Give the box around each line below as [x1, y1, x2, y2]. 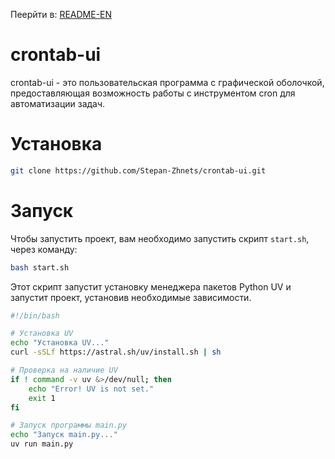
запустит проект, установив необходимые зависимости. [10, 291, 252, 303]
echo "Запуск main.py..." [10, 430, 118, 440]
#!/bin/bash [10, 310, 60, 321]
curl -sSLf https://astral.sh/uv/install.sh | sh [10, 347, 222, 358]
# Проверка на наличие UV [10, 365, 118, 376]
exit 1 [28, 393, 56, 403]
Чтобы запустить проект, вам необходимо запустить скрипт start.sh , [10, 232, 310, 244]
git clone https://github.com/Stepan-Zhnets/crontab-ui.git [10, 165, 267, 176]
